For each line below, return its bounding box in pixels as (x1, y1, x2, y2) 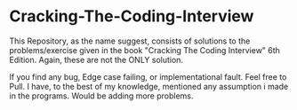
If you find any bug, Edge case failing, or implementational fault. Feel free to (9, 71, 287, 82)
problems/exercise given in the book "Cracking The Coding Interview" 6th (9, 44, 280, 55)
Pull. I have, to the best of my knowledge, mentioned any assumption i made (9, 81, 289, 91)
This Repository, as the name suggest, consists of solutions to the (9, 35, 251, 46)
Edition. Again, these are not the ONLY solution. (9, 54, 184, 65)
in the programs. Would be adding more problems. (9, 90, 194, 101)
